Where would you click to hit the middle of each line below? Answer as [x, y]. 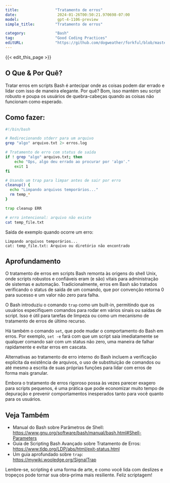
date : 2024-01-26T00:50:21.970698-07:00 [68, 15]
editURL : [14, 43]
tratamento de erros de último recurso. [46, 321]
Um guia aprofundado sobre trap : [48, 455]
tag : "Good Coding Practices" [56, 38]
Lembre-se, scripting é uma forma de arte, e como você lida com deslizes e [84, 470]
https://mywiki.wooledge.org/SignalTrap [54, 460]
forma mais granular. [27, 373]
